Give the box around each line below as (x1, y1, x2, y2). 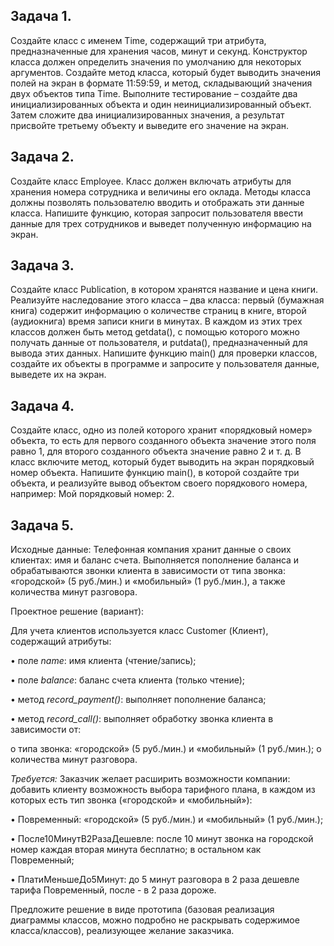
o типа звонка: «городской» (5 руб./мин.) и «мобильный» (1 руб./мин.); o (10, 743, 322, 755)
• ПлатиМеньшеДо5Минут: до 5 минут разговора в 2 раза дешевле (10, 874, 300, 886)
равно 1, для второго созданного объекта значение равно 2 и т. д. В (10, 445, 302, 458)
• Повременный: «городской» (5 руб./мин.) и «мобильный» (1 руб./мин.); (10, 814, 324, 826)
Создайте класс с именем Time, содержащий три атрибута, (10, 34, 267, 46)
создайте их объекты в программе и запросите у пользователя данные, (10, 358, 320, 370)
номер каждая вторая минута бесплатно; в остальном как (10, 844, 262, 856)
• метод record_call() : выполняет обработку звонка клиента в (10, 713, 274, 725)
